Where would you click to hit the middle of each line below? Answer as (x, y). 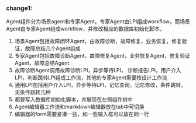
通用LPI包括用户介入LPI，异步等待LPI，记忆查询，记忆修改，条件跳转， (100, 85)
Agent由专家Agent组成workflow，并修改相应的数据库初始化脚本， (85, 29)
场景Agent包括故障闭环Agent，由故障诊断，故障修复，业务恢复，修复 (98, 41)
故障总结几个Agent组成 (53, 48)
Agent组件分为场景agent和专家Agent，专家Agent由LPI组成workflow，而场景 (98, 22)
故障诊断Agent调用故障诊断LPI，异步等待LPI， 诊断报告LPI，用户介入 (98, 71)
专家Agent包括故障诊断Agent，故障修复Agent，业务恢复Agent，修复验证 (102, 56)
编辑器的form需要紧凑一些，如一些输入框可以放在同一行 (82, 114)
